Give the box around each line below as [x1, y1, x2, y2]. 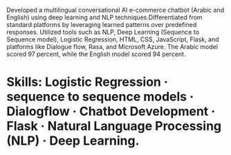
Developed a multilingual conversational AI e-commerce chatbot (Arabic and [6, 6, 225, 14]
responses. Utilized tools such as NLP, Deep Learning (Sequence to [6, 28, 200, 36]
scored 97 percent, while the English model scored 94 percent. [6, 50, 186, 58]
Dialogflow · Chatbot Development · [6, 104, 216, 120]
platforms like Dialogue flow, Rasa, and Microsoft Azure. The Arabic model [6, 43, 219, 51]
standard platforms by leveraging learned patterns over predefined [6, 21, 197, 28]
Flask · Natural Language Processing [6, 118, 222, 134]
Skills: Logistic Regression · [6, 74, 169, 90]
